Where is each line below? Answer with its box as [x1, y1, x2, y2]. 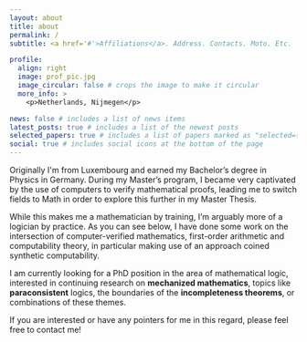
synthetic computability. [9, 250, 101, 261]
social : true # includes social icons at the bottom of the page [9, 140, 263, 149]
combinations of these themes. [9, 297, 126, 307]
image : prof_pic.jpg [17, 72, 96, 82]
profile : [9, 56, 43, 65]
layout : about [9, 13, 64, 23]
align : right [17, 64, 68, 73]
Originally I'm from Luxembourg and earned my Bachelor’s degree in [9, 165, 268, 175]
